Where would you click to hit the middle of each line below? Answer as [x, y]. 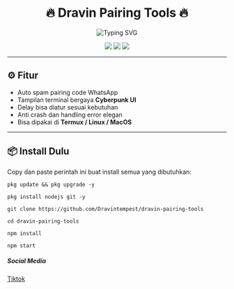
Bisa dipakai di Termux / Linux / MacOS [75, 122]
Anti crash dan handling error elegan [70, 114]
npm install [24, 233]
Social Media [27, 261]
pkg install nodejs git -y [46, 197]
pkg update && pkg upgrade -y [51, 184]
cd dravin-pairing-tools [43, 221]
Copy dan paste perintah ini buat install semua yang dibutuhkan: [100, 172]
